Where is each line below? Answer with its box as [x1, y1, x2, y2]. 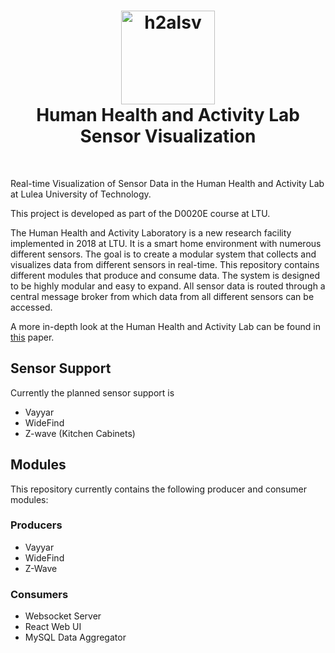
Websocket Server [24, 610, 102, 622]
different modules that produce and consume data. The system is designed [10, 269, 321, 281]
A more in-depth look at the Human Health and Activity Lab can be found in [10, 320, 321, 332]
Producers [10, 518, 63, 532]
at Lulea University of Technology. [10, 188, 152, 200]
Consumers [10, 587, 69, 601]
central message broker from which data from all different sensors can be [10, 290, 315, 302]
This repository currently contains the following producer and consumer [10, 483, 307, 495]
